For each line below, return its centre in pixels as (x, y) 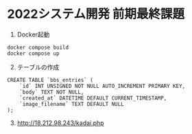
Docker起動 (33, 34)
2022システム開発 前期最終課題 (96, 14)
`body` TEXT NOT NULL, (52, 92)
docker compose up (33, 53)
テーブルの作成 (38, 67)
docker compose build (38, 47)
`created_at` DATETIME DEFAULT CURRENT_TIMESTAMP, (93, 98)
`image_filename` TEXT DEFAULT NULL (72, 104)
